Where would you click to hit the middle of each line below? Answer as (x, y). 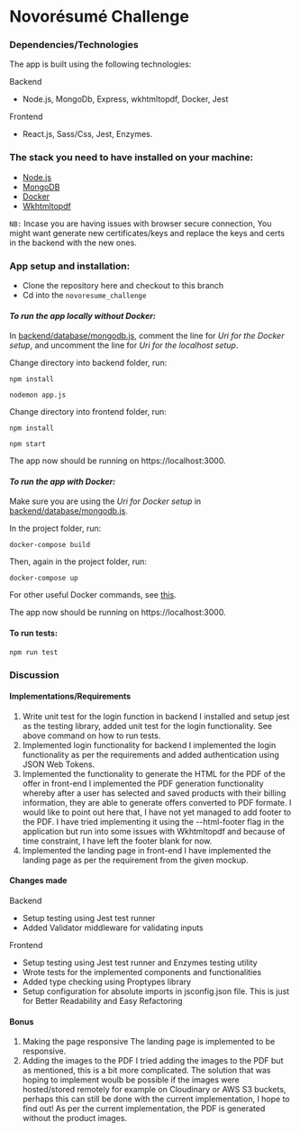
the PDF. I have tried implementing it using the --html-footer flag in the (153, 821)
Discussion (35, 675)
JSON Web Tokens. (59, 764)
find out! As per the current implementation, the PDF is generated (144, 1109)
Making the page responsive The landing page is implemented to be (149, 1042)
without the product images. (75, 1118)
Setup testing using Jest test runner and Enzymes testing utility (140, 963)
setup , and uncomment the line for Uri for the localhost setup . (124, 345)
